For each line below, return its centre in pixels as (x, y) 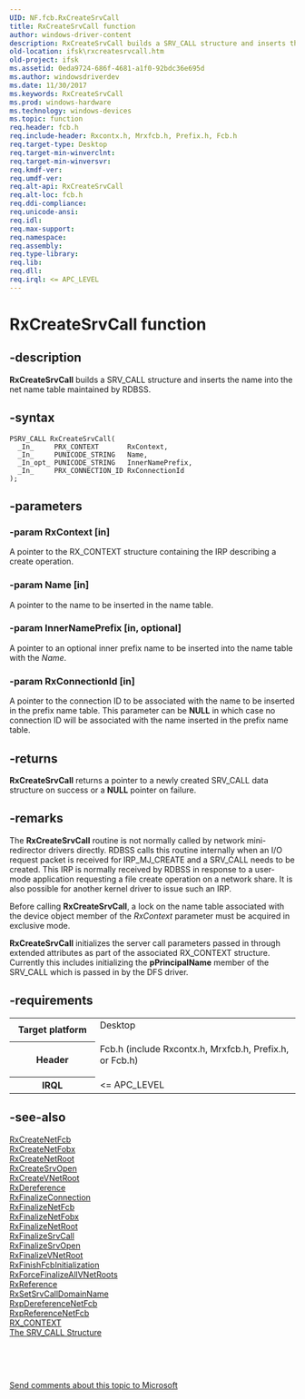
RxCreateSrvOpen (43, 1168)
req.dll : (26, 271)
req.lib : (26, 263)
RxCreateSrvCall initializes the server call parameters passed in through (145, 943)
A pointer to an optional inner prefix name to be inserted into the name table (151, 648)
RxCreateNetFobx (42, 1148)
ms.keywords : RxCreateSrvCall (67, 94)
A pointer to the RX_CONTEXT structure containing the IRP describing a (143, 552)
